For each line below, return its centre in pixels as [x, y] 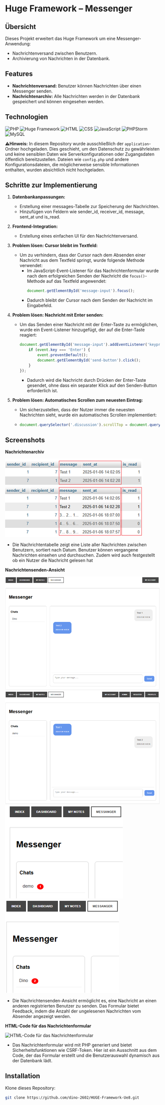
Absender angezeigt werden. [41, 1016]
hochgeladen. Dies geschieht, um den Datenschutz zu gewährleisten [90, 149]
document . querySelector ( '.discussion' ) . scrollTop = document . [84, 425]
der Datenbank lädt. [32, 1060]
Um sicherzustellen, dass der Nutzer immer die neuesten [77, 409]
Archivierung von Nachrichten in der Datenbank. [61, 59]
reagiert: [28, 335]
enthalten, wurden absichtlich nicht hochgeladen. [55, 170]
